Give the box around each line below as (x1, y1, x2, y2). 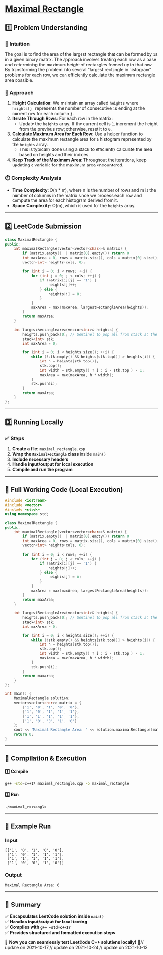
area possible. (5, 77, 33, 83)
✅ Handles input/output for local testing (5, 919, 87, 925)
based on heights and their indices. (19, 152, 90, 158)
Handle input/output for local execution (12, 461, 94, 467)
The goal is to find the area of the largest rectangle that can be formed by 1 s (5, 51, 158, 57)
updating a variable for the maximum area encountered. (12, 162, 124, 168)
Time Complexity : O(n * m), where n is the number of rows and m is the (12, 187, 156, 193)
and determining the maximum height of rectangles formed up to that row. (5, 62, 153, 67)
